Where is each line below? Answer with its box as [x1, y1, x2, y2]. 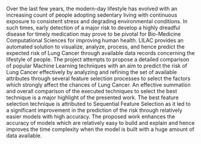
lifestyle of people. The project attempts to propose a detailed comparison [6, 56, 190, 63]
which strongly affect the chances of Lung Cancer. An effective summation [6, 81, 191, 88]
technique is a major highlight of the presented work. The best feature [6, 94, 179, 101]
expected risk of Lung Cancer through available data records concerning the [6, 50, 195, 56]
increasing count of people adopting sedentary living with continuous [6, 11, 178, 19]
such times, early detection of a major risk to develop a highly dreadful [6, 24, 181, 31]
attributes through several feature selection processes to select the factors [6, 75, 191, 82]
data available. [6, 132, 42, 139]
